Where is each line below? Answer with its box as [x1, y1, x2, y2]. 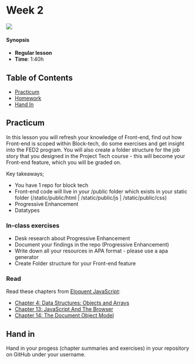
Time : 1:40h [14, 55, 44, 63]
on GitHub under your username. [6, 351, 86, 358]
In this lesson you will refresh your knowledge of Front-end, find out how [6, 133, 182, 140]
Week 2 [6, 4, 44, 17]
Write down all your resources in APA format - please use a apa [14, 247, 169, 254]
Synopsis [6, 36, 30, 43]
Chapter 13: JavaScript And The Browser [14, 306, 113, 313]
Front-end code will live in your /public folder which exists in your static [14, 188, 188, 195]
